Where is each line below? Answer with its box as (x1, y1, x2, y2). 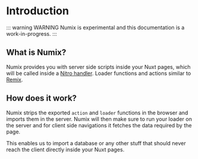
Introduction (6, 4, 69, 18)
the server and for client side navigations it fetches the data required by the (6, 121, 192, 129)
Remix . (6, 76, 23, 83)
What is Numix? (6, 48, 67, 58)
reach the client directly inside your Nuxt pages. (6, 146, 124, 153)
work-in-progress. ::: (6, 30, 57, 37)
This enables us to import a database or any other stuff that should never (6, 139, 187, 146)
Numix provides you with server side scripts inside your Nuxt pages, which (6, 63, 191, 70)
